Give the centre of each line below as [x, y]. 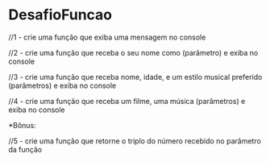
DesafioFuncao [60, 15]
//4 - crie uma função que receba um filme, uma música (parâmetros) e [127, 101]
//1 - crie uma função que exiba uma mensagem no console [107, 37]
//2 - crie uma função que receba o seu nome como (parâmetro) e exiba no [133, 52]
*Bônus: [22, 125]
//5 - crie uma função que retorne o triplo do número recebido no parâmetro [135, 141]
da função [25, 149]
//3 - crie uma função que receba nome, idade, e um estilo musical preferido [135, 77]
